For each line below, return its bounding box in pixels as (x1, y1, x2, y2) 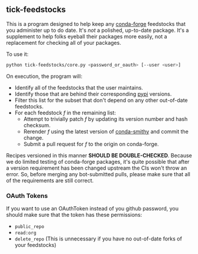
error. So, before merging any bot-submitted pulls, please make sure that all (6, 170, 190, 177)
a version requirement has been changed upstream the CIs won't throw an (6, 164, 187, 171)
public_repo (14, 223, 44, 229)
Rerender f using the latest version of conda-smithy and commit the (23, 128, 189, 135)
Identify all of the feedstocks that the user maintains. (14, 84, 144, 91)
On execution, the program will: (6, 72, 83, 80)
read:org (14, 230, 37, 236)
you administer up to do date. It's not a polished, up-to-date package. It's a (6, 27, 189, 34)
